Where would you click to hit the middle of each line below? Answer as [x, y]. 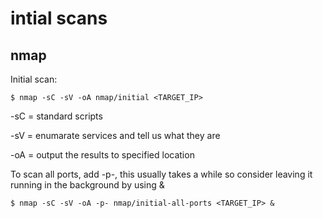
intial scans [59, 18]
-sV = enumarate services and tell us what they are [115, 135]
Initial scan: [34, 79]
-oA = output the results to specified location [102, 155]
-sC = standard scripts [56, 116]
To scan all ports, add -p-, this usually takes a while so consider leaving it [161, 174]
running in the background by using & [87, 185]
